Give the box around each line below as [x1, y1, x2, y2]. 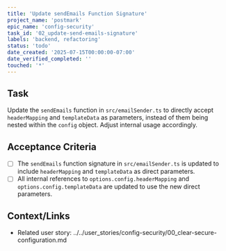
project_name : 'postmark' [7, 17, 82, 24]
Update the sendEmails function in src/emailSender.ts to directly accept [7, 106, 214, 115]
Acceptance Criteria [7, 140, 97, 153]
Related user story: [17, 229, 72, 237]
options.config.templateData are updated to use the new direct [17, 182, 200, 191]
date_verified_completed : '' [7, 56, 92, 63]
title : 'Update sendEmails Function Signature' [7, 10, 148, 17]
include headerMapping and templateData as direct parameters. [17, 168, 195, 176]
